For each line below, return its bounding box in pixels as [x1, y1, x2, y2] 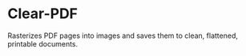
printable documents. [7, 39, 79, 48]
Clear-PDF [7, 5, 78, 23]
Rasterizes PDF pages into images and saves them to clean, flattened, [7, 31, 238, 40]
